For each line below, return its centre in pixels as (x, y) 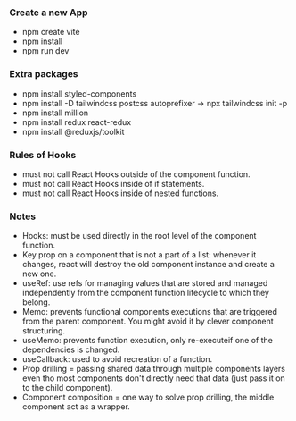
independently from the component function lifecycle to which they (146, 293)
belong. (36, 302)
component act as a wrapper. (76, 407)
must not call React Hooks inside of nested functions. (120, 193)
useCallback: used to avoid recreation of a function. (117, 359)
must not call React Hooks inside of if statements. (113, 183)
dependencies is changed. (71, 349)
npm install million (55, 113)
